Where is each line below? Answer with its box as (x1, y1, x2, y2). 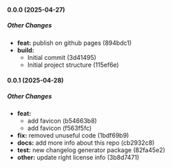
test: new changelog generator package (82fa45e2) (17, 146, 166, 154)
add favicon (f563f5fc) (27, 124, 92, 132)
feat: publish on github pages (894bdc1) (17, 39, 132, 47)
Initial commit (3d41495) (27, 53, 96, 61)
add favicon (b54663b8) (27, 117, 98, 125)
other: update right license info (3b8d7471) (17, 154, 140, 162)
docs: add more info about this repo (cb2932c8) (17, 138, 155, 147)
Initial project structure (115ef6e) (27, 61, 119, 69)
